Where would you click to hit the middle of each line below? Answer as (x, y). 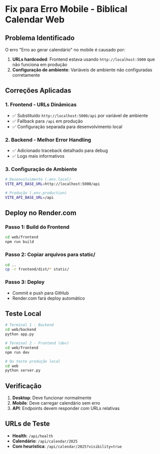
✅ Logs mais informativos (38, 156)
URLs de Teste (28, 424)
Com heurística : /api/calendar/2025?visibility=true (67, 446)
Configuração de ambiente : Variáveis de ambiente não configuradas (82, 70)
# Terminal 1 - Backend (30, 325)
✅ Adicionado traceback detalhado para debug (60, 150)
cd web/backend (21, 330)
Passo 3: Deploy (25, 282)
